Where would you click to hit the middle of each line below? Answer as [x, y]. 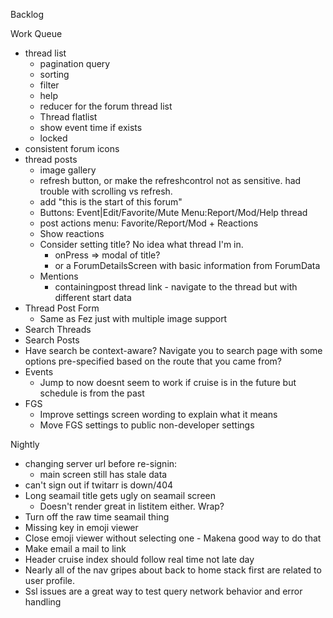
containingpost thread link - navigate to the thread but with [176, 287]
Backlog [27, 14]
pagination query [75, 63]
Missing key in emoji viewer [81, 527]
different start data [93, 297]
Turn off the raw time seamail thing [97, 517]
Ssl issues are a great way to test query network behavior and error [163, 591]
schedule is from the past [92, 393]
